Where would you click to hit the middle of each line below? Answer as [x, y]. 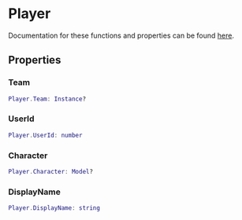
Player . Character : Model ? [50, 171]
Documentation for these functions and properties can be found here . [121, 35]
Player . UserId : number [45, 135]
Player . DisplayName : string [54, 208]
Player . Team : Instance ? [47, 99]
